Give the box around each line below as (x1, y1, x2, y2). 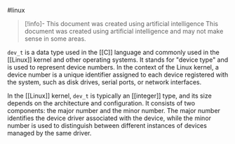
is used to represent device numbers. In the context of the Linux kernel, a (7, 63, 220, 71)
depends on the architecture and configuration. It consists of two (7, 99, 195, 107)
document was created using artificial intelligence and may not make (24, 27, 224, 35)
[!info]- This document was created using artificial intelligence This (24, 20, 219, 27)
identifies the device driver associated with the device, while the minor (7, 114, 212, 122)
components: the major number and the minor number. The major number (7, 107, 221, 114)
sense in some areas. (24, 34, 86, 43)
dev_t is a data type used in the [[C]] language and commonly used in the (7, 48, 220, 56)
